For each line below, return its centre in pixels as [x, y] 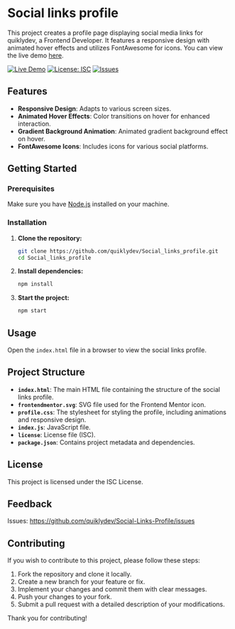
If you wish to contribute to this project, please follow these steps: [104, 560]
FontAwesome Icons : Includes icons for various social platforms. [113, 146]
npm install [35, 284]
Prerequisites [31, 189]
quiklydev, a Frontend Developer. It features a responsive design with [108, 40]
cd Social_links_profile [54, 258]
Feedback [30, 504]
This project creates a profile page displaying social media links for [105, 33]
